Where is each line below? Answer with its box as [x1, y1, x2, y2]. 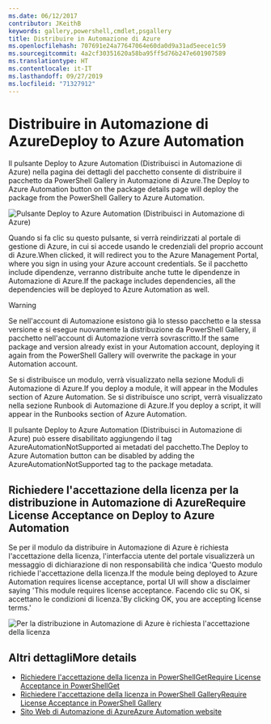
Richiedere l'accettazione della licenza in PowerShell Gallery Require [19, 690, 248, 700]
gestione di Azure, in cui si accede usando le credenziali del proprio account [8, 242, 264, 251]
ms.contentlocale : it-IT [8, 65, 92, 73]
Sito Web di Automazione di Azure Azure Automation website [19, 707, 222, 717]
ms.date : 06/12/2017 [8, 11, 78, 20]
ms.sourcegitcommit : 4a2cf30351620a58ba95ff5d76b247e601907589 [8, 49, 227, 58]
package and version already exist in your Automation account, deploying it [8, 342, 260, 352]
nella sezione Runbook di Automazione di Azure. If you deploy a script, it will [8, 401, 261, 410]
